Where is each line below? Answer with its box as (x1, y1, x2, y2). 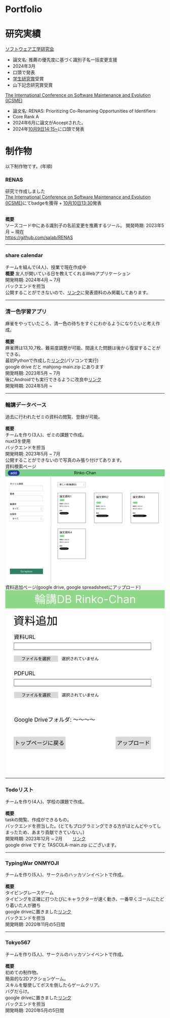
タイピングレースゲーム (5, 889, 54, 896)
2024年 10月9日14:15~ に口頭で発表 (12, 126, 84, 132)
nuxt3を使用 (5, 438, 31, 444)
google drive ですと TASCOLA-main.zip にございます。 (5, 842, 119, 848)
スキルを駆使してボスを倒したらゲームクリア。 (5, 982, 102, 988)
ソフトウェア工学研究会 (5, 46, 54, 52)
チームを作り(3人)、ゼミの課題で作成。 (5, 432, 87, 438)
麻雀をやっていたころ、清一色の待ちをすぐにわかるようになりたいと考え (5, 320, 156, 326)
